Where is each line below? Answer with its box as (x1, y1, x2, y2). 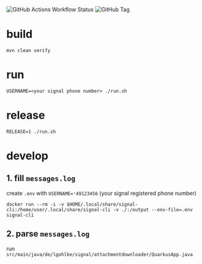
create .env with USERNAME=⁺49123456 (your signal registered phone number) (6, 189, 197, 197)
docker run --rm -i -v (6, 201, 64, 208)
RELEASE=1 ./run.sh (6, 129, 56, 135)
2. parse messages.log (6, 228, 90, 239)
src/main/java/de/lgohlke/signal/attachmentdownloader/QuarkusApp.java (6, 251, 193, 257)
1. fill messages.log (6, 173, 75, 184)
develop (6, 149, 49, 162)
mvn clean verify (6, 47, 51, 53)
